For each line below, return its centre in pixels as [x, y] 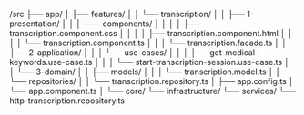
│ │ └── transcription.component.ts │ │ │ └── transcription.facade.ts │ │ [148, 43]
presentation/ [35, 24]
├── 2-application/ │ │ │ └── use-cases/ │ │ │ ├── [108, 53]
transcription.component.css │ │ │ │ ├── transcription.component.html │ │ [151, 33]
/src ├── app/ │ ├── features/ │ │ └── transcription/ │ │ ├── [127, 14]
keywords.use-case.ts [51, 62]
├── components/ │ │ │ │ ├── [142, 24]
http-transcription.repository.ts [67, 101]
